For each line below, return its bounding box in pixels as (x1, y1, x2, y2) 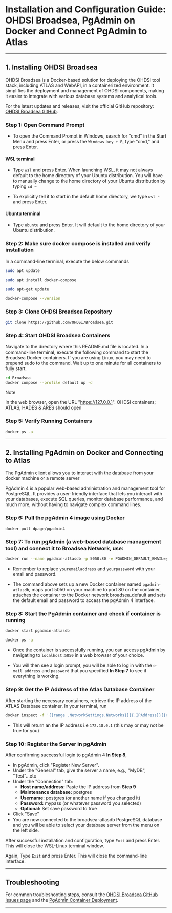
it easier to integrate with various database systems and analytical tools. (5, 93, 158, 99)
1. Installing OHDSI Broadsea (5, 63, 98, 72)
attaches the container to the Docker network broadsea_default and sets (12, 592, 166, 598)
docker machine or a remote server (5, 475, 80, 481)
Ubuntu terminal (5, 210, 41, 217)
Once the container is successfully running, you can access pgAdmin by (12, 647, 166, 653)
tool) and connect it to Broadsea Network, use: (5, 545, 124, 552)
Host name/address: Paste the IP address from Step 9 (20, 784, 136, 790)
